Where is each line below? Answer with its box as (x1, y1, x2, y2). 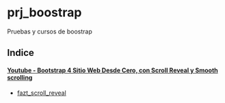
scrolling (7, 73, 33, 81)
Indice (7, 47, 34, 59)
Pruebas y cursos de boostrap (7, 27, 92, 35)
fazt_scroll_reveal (16, 89, 66, 97)
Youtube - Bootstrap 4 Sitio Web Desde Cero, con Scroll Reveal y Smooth (7, 66, 219, 74)
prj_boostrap (7, 5, 82, 20)
